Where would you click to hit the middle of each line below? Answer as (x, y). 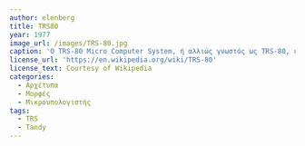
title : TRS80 (34, 26)
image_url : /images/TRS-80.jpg (69, 43)
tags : (20, 111)
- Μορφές (34, 93)
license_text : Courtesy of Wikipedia (81, 69)
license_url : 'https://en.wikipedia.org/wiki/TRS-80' (113, 60)
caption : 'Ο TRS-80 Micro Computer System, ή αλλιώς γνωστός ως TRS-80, (150, 52)
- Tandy (32, 128)
